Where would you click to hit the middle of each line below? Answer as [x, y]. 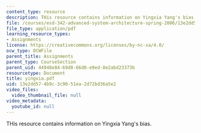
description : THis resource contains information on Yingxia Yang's [93, 17]
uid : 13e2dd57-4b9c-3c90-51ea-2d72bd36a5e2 [61, 84]
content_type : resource [36, 12]
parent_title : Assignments [40, 56]
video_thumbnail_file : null [47, 95]
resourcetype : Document [36, 73]
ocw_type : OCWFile [29, 51]
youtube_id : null [33, 106]
